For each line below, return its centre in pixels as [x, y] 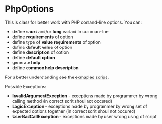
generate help [26, 62]
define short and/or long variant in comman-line [60, 31]
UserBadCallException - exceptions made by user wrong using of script [84, 116]
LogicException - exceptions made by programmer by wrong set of [80, 106]
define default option [33, 57]
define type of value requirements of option [56, 42]
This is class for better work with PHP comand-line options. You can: [74, 22]
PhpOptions [29, 9]
